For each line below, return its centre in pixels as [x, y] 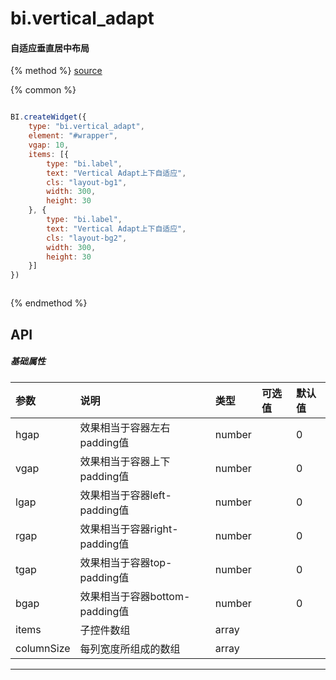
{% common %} [43, 90]
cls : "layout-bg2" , [87, 238]
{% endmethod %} [49, 303]
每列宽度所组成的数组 [130, 649]
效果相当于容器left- [125, 495]
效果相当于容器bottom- [135, 596]
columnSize [43, 648]
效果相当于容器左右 [125, 427]
